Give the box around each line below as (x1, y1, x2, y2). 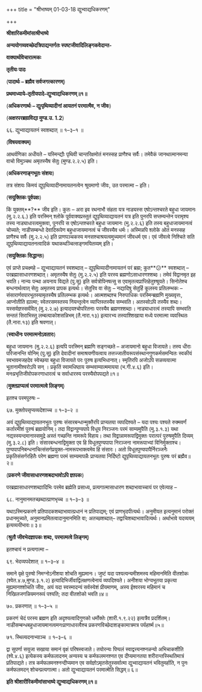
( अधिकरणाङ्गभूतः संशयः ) (6, 170, 55, 177)
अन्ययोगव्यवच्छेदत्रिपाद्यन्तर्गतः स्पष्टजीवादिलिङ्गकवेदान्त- (6, 42, 112, 48)
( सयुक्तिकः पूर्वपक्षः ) (6, 194, 42, 201)
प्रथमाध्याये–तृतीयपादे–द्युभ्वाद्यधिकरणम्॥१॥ (6, 90, 87, 97)
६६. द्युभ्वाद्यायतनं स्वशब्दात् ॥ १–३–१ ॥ (6, 127, 84, 133)
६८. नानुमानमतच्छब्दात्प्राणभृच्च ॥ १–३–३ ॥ (6, 496, 89, 503)
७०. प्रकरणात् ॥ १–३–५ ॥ (6, 602, 58, 610)
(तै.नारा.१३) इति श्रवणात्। (6, 318, 57, 326)
